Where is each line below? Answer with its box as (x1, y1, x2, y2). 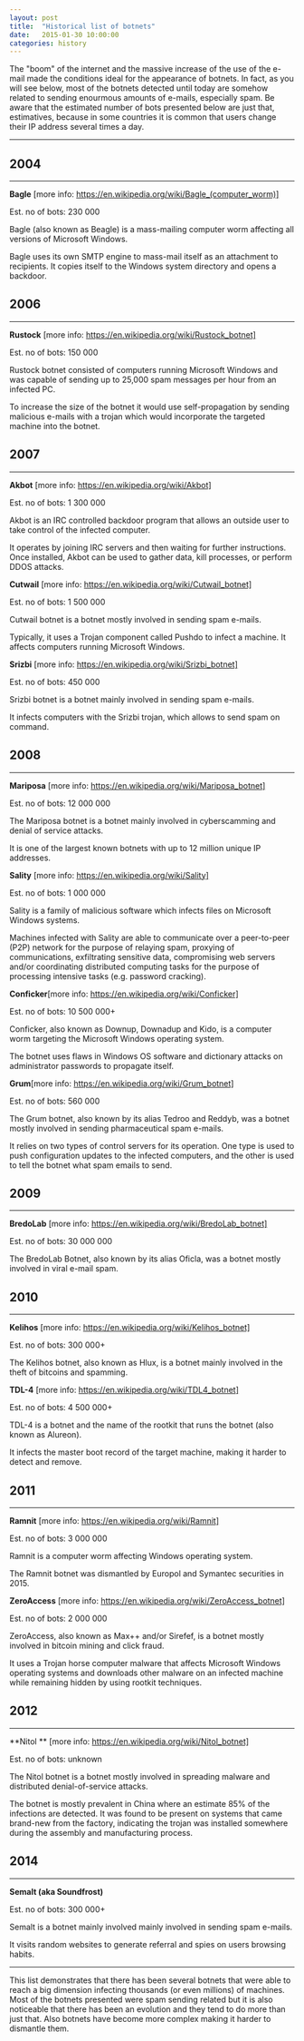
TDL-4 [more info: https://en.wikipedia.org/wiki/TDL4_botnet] (9, 1385, 240, 1396)
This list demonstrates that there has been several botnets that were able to (9, 1975, 291, 1986)
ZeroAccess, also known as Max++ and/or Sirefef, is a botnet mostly (9, 1630, 264, 1641)
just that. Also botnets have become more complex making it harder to (9, 2013, 271, 2024)
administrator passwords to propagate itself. (9, 1060, 175, 1071)
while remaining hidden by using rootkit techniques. (9, 1676, 202, 1688)
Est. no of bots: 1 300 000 (9, 496, 106, 508)
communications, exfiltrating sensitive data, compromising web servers (9, 951, 276, 962)
